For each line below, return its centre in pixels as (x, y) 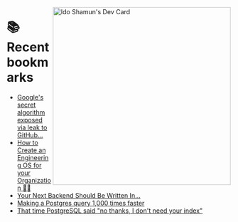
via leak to (32, 127)
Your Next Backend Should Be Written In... (79, 195)
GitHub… (30, 134)
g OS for (29, 165)
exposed (30, 120)
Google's (30, 97)
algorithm (31, 112)
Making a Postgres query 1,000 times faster (81, 203)
